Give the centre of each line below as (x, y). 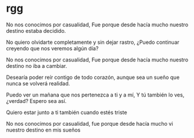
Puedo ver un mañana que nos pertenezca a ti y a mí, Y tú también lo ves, (95, 95)
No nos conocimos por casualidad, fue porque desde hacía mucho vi (90, 123)
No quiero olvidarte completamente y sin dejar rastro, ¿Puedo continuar (93, 42)
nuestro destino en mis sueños (43, 130)
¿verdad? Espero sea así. (36, 101)
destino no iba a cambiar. (37, 65)
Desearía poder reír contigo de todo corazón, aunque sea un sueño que (93, 77)
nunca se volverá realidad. (38, 83)
